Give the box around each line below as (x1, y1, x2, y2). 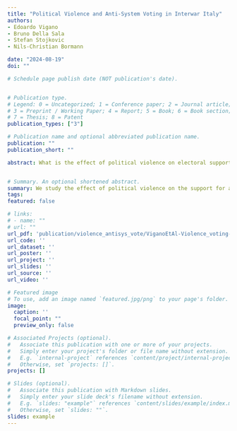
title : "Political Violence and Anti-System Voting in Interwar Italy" (7, 10, 222, 18)
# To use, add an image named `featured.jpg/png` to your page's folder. (7, 295, 229, 302)
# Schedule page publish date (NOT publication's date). (7, 75, 178, 82)
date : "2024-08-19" (7, 56, 65, 64)
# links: (7, 211, 33, 218)
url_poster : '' (7, 250, 52, 257)
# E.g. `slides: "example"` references (7, 400, 131, 407)
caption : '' (13, 309, 49, 316)
